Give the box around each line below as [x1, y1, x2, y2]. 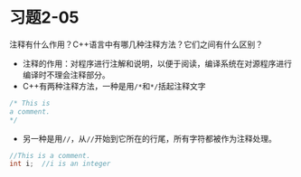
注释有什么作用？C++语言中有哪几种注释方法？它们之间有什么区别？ [9, 39, 264, 50]
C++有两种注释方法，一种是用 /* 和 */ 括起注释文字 [22, 80, 206, 91]
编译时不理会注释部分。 [22, 69, 110, 80]
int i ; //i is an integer [9, 159, 111, 169]
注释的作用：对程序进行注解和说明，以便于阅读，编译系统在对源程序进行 [22, 58, 292, 69]
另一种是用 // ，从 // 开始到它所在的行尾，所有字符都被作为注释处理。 [22, 133, 277, 144]
